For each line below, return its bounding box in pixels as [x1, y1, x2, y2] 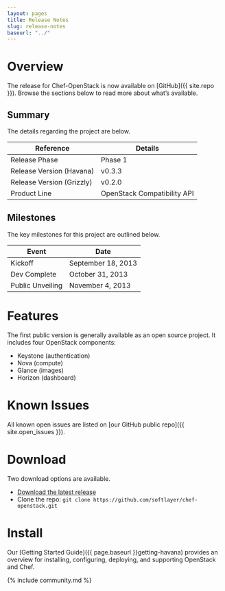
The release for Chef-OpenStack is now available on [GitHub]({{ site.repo [7, 82, 215, 90]
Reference [35, 144, 70, 153]
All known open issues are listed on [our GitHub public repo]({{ [7, 420, 185, 429]
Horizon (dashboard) [16, 373, 77, 382]
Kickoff [10, 258, 34, 268]
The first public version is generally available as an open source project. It [7, 331, 216, 339]
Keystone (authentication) [16, 352, 91, 360]
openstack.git [16, 502, 58, 509]
